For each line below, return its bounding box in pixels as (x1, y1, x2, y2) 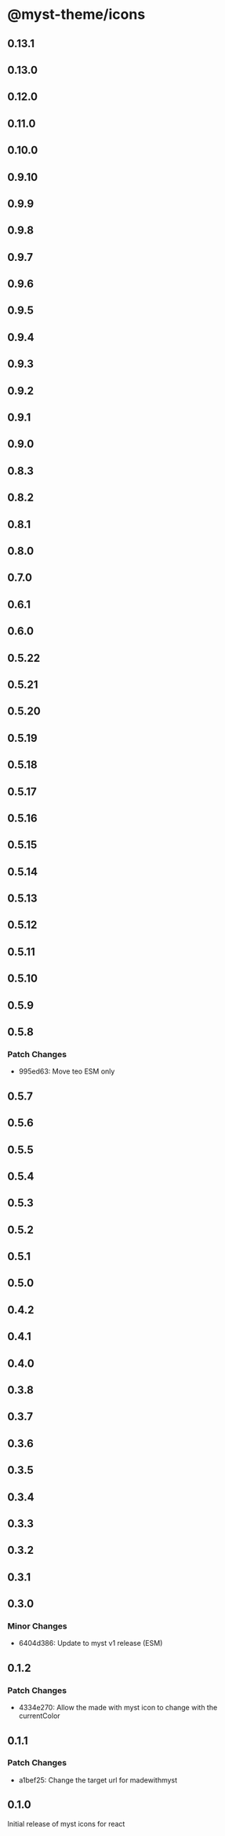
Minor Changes (7, 1621, 67, 1632)
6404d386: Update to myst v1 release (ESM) (18, 1639, 163, 1648)
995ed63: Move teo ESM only (18, 1067, 115, 1076)
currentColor (18, 1711, 60, 1720)
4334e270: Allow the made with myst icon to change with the (18, 1703, 218, 1713)
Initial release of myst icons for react (7, 1819, 125, 1828)
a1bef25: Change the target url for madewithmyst (18, 1775, 178, 1785)
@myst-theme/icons (7, 6, 146, 24)
